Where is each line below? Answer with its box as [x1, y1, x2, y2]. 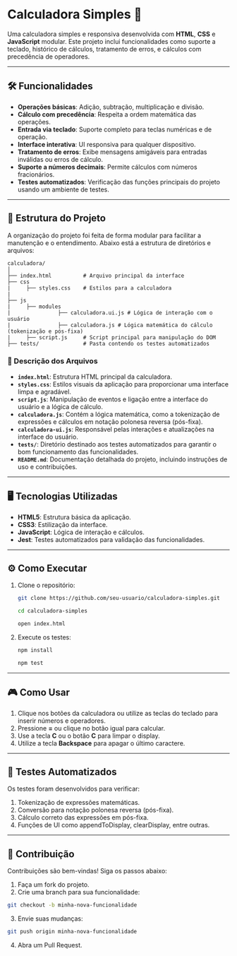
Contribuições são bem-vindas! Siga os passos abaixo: [7, 867, 167, 875]
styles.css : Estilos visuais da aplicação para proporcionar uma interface [17, 379, 229, 388]
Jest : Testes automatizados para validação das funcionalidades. [17, 535, 205, 543]
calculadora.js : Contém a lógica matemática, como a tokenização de [17, 410, 220, 418]
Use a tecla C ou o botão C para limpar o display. [17, 731, 160, 740]
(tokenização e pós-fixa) [7, 328, 83, 335]
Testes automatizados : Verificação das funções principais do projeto [17, 177, 221, 186]
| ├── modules [7, 303, 61, 310]
